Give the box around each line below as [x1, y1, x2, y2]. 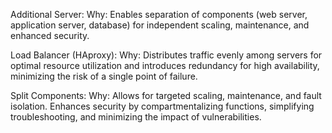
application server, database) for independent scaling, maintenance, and [10, 19, 310, 31]
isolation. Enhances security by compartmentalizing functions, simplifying [10, 100, 315, 112]
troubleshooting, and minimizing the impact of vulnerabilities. [10, 111, 262, 123]
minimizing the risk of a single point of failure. [10, 70, 198, 82]
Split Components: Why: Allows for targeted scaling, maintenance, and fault [10, 90, 322, 101]
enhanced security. [10, 30, 90, 41]
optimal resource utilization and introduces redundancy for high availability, [10, 60, 320, 71]
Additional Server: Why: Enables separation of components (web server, [10, 9, 308, 20]
